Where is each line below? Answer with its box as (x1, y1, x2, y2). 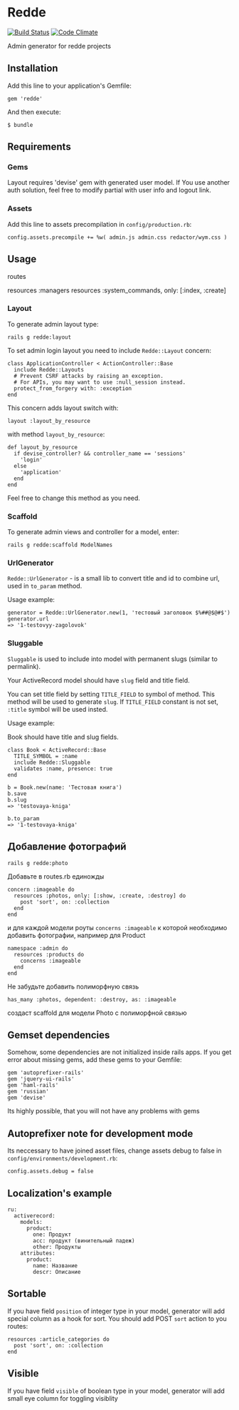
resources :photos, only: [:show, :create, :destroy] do (14, 892, 186, 899)
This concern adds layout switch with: (7, 404, 119, 412)
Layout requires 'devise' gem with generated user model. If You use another (7, 178, 230, 187)
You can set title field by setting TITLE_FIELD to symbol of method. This (7, 690, 216, 698)
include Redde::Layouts (14, 366, 84, 373)
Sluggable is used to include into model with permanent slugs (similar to (7, 654, 218, 663)
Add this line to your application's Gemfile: (7, 81, 132, 90)
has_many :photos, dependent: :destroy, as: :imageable (7, 996, 176, 1003)
